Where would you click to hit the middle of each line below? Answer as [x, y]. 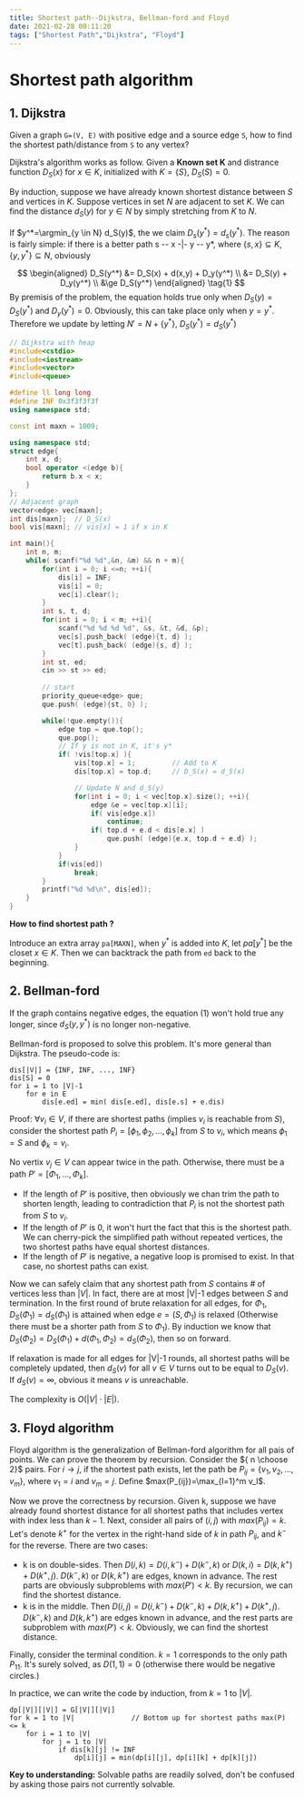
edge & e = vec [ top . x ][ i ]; [139, 805]
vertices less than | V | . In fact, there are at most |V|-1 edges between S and [149, 1293]
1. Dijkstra [38, 113]
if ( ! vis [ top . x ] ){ [94, 755]
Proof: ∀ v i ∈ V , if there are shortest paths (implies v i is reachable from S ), [147, 1120]
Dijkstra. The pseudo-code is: [65, 1053]
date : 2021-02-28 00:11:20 [60, 26]
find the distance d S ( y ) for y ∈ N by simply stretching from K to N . [133, 212]
